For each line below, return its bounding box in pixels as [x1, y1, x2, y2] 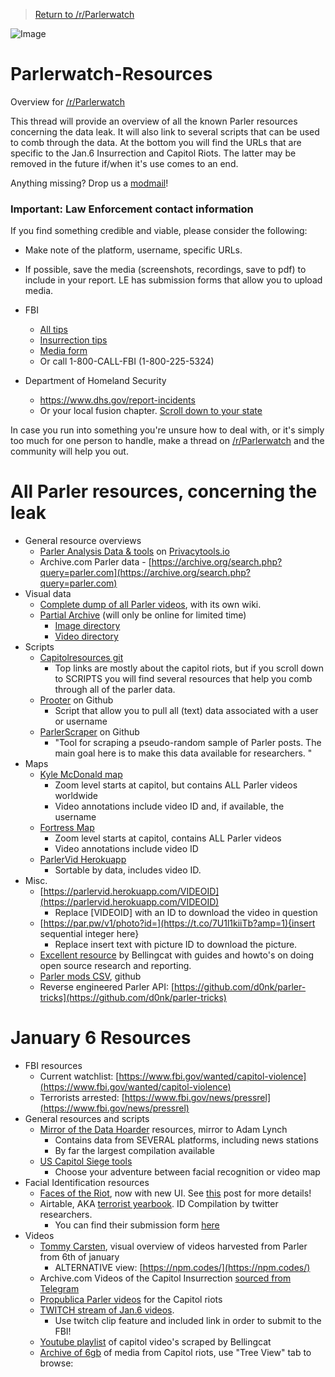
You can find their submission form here [54, 1219, 220, 1231]
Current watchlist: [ [39, 1070, 120, 1083]
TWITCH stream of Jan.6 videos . [39, 1304, 175, 1316]
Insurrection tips [39, 334, 108, 346]
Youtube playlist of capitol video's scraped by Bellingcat [39, 1336, 272, 1348]
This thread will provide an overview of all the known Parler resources [10, 115, 298, 127]
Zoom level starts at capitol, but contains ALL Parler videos [54, 779, 298, 791]
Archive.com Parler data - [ [39, 556, 152, 568]
